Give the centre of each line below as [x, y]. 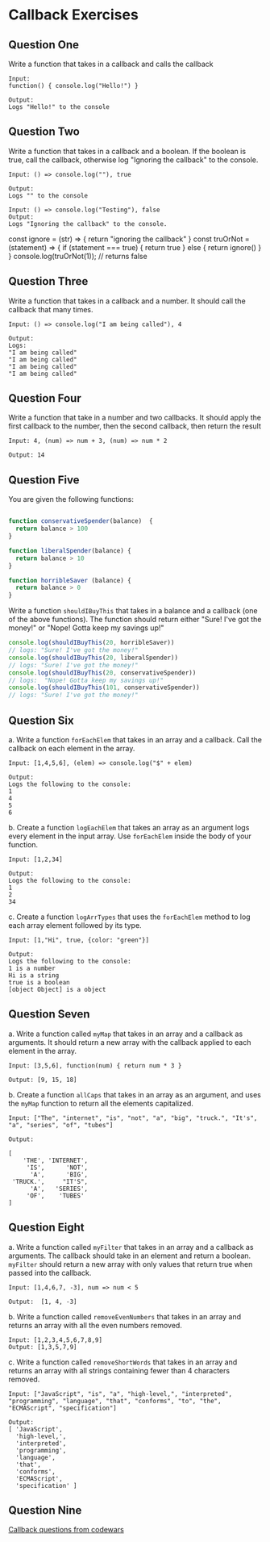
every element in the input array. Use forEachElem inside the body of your [130, 836]
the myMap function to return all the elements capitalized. [101, 1103]
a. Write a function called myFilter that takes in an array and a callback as [131, 1247]
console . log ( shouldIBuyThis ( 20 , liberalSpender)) [93, 658]
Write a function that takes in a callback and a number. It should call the [127, 301]
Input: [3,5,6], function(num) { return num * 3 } [95, 1066]
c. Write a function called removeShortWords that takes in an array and [123, 1362]
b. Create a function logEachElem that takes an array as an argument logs [129, 827]
